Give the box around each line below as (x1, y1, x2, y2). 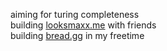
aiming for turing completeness (10, 9, 140, 20)
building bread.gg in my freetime (10, 30, 145, 41)
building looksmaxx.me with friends (10, 19, 157, 31)
